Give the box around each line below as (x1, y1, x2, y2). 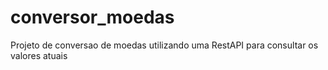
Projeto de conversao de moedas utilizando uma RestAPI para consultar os (10, 39, 319, 51)
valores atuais (10, 49, 68, 61)
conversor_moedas (10, 6, 175, 29)
